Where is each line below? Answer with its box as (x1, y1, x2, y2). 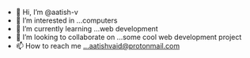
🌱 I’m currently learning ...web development (15, 24, 158, 33)
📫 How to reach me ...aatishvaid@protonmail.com (15, 42, 180, 50)
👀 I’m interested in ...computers (15, 16, 118, 25)
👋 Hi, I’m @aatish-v (15, 8, 79, 16)
